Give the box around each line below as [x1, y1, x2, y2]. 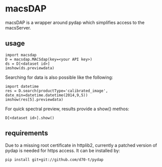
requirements [5, 129, 48, 138]
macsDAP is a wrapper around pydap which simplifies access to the [5, 19, 145, 25]
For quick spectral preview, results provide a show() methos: [5, 106, 130, 112]
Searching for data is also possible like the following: [5, 74, 113, 80]
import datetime [5, 84, 39, 89]
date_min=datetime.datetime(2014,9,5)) [5, 93, 88, 98]
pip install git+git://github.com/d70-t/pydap [5, 157, 104, 162]
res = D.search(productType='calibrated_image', [5, 88, 108, 93]
